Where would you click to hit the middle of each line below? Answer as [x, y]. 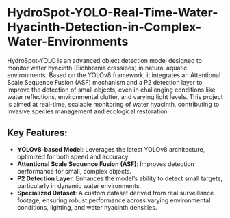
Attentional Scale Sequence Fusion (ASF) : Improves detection [106, 164]
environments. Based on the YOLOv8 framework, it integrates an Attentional [114, 75]
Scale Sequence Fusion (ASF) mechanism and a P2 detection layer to [105, 82]
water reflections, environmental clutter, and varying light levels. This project [115, 96]
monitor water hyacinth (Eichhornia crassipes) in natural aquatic [97, 68]
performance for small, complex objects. [74, 171]
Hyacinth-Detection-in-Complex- [104, 27]
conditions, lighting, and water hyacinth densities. [87, 207]
